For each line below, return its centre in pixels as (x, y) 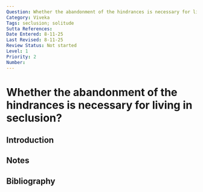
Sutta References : (29, 29)
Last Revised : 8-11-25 (35, 40)
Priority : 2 (21, 57)
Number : (16, 62)
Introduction (30, 140)
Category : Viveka (28, 18)
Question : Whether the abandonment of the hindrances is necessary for (98, 12)
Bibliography (31, 181)
